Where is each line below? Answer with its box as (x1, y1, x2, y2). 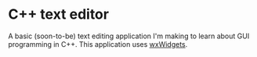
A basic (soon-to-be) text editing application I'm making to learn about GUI (8, 31, 250, 41)
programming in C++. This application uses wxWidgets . (8, 39, 188, 48)
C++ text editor (8, 5, 110, 23)
